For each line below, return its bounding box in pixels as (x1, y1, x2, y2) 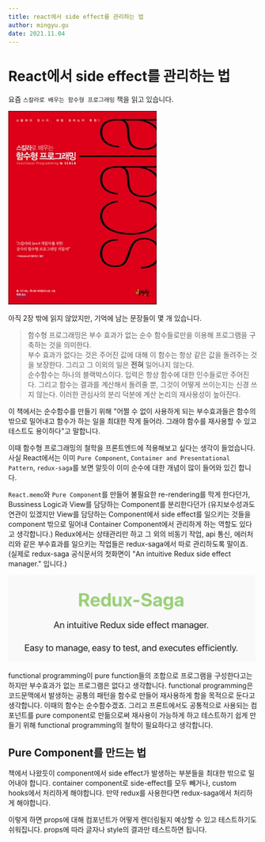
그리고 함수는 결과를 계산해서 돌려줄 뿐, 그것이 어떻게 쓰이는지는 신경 (38, 380, 249, 390)
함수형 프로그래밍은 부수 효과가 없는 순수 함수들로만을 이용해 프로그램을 (27, 330, 248, 340)
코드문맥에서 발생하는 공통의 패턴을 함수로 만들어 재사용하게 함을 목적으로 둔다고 (8, 691, 256, 700)
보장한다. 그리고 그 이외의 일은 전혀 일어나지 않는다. (36, 360, 195, 370)
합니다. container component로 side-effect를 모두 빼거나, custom (28, 779, 237, 788)
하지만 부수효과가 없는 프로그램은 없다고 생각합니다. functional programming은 (8, 681, 253, 691)
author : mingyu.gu (8, 21, 69, 29)
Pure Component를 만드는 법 (8, 745, 146, 760)
